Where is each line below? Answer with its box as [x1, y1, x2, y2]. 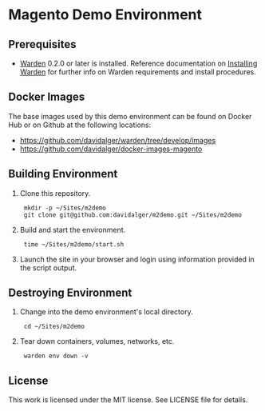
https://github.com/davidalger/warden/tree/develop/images [19, 135, 216, 145]
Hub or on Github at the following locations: [8, 120, 152, 130]
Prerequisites [8, 38, 77, 51]
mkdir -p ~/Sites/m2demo [23, 204, 106, 212]
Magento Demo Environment [8, 6, 202, 24]
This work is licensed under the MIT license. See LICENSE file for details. [8, 395, 248, 405]
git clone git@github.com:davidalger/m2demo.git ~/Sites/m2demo [23, 210, 242, 219]
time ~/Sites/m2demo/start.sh [23, 240, 125, 249]
